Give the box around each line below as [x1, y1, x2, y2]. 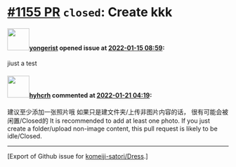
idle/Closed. [7, 131, 42, 140]
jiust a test [7, 59, 37, 67]
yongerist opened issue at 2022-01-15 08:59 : [29, 44, 165, 52]
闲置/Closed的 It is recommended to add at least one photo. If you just [7, 116, 211, 125]
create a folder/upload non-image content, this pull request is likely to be [7, 124, 218, 133]
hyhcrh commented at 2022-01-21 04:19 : [29, 91, 152, 99]
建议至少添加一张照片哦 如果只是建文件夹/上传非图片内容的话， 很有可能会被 [7, 107, 228, 116]
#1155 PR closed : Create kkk [7, 4, 173, 20]
